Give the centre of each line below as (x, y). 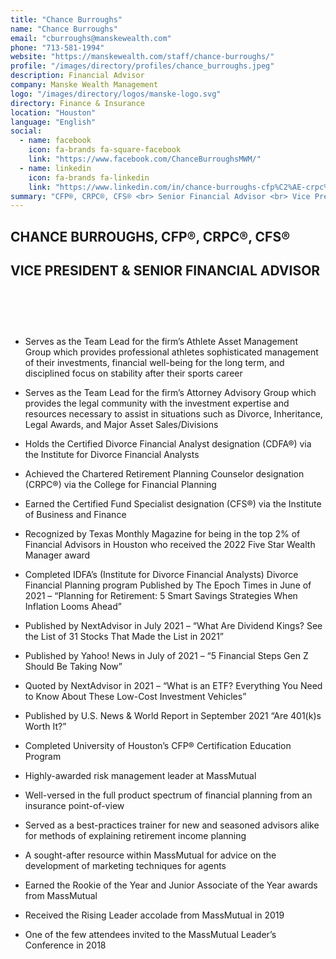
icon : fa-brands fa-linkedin (89, 177)
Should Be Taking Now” (73, 666)
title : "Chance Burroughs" (66, 19)
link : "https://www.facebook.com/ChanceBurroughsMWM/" (145, 159)
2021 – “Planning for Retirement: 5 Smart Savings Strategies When (161, 595)
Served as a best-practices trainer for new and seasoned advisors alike (172, 825)
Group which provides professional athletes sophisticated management (171, 352)
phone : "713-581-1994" (57, 47)
